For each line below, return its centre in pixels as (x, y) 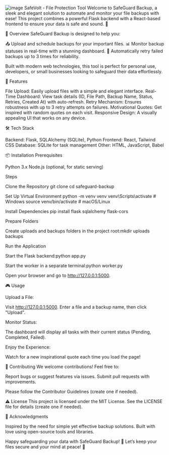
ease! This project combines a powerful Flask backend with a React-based (83, 18)
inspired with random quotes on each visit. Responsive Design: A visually (81, 113)
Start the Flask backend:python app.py (46, 256)
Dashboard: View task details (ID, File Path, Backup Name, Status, (85, 96)
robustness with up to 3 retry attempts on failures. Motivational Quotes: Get (84, 107)
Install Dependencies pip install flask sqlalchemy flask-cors (67, 211)
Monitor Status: (21, 322)
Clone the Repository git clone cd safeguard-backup (60, 186)
